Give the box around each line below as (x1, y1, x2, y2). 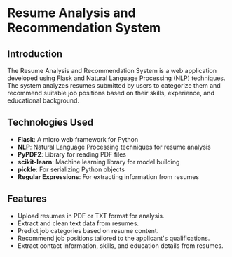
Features (7, 193, 47, 205)
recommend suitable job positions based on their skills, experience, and (7, 89, 215, 97)
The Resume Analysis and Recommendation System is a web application (7, 67, 217, 74)
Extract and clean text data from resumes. (17, 219, 139, 228)
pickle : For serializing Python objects (17, 165, 125, 173)
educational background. (7, 96, 79, 105)
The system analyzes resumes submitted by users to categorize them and (7, 81, 221, 89)
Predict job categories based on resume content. (17, 226, 159, 235)
